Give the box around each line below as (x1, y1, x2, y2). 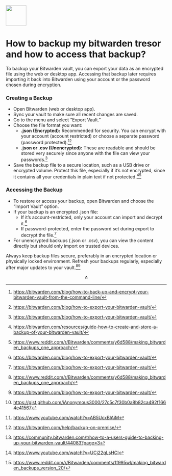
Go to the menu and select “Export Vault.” (13, 117, 101, 123)
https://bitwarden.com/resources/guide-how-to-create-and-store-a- (13, 324, 158, 330)
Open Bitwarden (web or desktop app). (13, 106, 95, 112)
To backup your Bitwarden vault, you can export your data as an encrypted (6, 65, 164, 71)
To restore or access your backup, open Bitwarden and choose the (13, 198, 154, 204)
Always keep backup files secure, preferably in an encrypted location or (6, 252, 157, 259)
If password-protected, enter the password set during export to (20, 226, 155, 232)
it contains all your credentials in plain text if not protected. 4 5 (13, 173, 142, 180)
